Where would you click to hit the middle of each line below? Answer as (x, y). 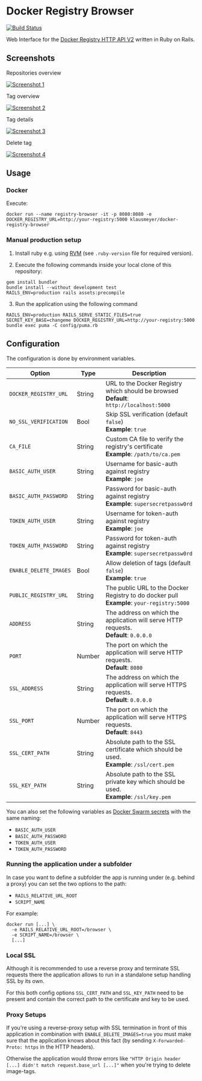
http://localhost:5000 (138, 405)
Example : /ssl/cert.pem (140, 764)
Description (149, 373)
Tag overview (23, 96)
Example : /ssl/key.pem (138, 797)
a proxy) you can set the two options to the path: (66, 883)
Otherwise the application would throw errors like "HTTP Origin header (93, 1059)
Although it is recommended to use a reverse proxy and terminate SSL (93, 969)
